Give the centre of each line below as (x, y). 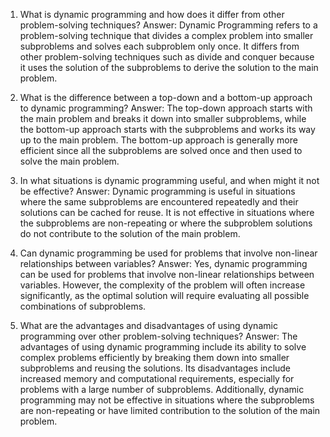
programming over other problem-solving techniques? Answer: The (158, 336)
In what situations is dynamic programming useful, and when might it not (169, 180)
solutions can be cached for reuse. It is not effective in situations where (167, 212)
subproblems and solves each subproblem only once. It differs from (159, 46)
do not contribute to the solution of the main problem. (130, 233)
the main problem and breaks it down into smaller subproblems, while (163, 118)
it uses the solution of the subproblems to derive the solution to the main (169, 67)
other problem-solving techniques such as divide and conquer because (167, 57)
